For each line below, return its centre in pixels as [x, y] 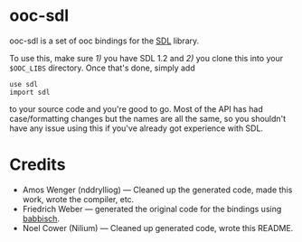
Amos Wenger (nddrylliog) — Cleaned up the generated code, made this [157, 190]
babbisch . [41, 219]
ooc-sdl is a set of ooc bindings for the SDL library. [104, 41]
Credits [38, 165]
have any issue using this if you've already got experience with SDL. [137, 128]
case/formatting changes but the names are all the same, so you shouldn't [148, 118]
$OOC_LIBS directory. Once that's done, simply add [103, 68]
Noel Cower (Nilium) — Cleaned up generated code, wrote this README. [158, 228]
